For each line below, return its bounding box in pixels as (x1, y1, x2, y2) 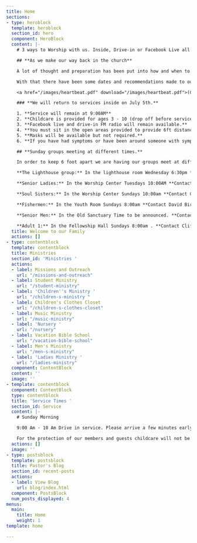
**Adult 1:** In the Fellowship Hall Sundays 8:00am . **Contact (16, 223, 180, 229)
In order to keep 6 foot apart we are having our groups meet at (16, 159, 180, 165)
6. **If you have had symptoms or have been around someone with (16, 138, 180, 144)
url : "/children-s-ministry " (16, 294, 91, 300)
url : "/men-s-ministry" (16, 348, 75, 355)
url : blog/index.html (16, 485, 69, 491)
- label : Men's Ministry (11, 343, 72, 349)
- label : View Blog (11, 479, 59, 485)
